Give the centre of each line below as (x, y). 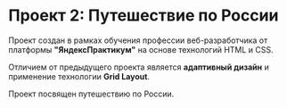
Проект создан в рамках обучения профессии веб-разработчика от (138, 40)
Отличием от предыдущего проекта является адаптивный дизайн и (139, 67)
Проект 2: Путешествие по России (143, 16)
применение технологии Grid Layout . (79, 76)
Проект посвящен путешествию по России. (91, 94)
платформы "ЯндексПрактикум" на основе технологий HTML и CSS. (141, 49)
